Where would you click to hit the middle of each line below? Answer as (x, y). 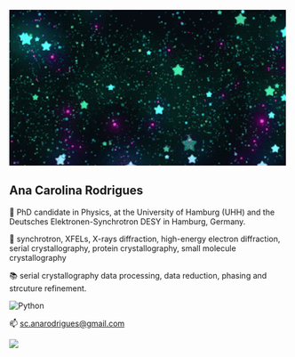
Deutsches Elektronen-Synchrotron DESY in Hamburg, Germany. (128, 221)
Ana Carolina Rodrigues (76, 191)
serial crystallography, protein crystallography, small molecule (123, 248)
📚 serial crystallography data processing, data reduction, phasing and (138, 275)
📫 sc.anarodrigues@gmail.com (67, 323)
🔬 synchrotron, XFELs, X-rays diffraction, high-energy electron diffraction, (145, 239)
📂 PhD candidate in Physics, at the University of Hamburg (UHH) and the (142, 212)
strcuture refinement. (48, 288)
